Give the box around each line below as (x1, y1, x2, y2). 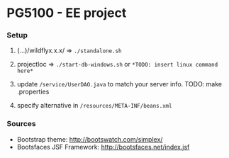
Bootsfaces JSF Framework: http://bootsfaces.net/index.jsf (16, 142, 190, 151)
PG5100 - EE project (6, 5, 127, 21)
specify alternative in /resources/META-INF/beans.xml (16, 101, 172, 110)
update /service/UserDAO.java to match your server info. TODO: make (16, 80, 223, 89)
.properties (16, 87, 50, 96)
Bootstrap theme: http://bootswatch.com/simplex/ (16, 135, 163, 143)
